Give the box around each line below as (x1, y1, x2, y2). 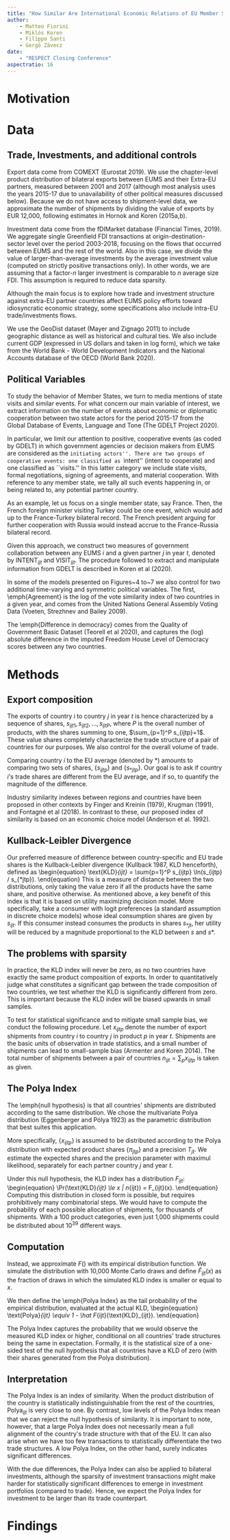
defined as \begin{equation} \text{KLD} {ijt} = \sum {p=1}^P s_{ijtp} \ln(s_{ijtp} (7, 867, 222, 876)
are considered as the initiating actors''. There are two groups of (7, 449, 205, 457)
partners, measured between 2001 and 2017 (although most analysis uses (7, 182, 216, 190)
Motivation (7, 91, 71, 107)
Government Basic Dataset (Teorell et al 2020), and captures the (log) (7, 628, 204, 636)
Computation (7, 1241, 65, 1253)
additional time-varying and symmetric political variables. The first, (7, 585, 196, 594)
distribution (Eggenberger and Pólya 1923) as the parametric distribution (7, 1115, 212, 1124)
